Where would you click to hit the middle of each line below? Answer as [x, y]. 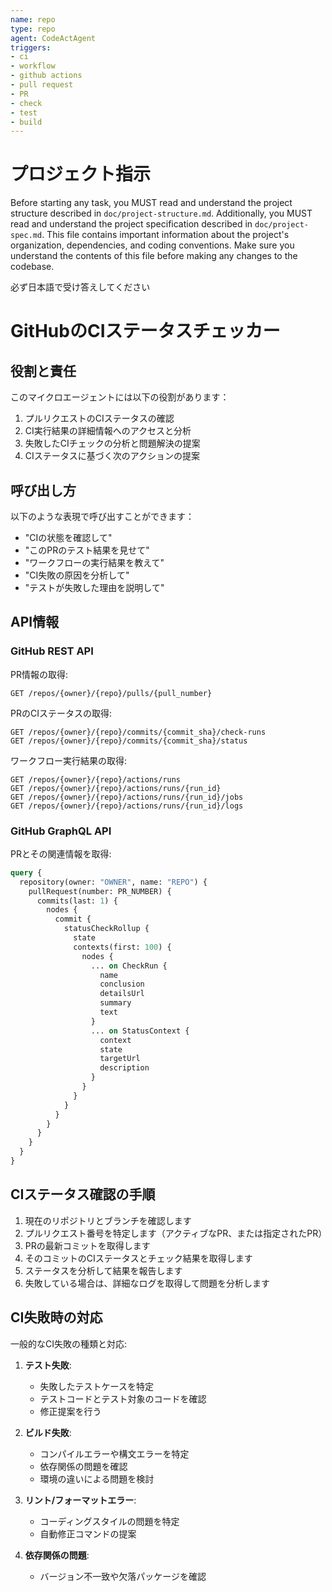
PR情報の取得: [39, 674]
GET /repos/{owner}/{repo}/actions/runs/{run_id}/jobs [127, 797]
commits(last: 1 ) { [77, 901]
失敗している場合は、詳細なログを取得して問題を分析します [147, 1283]
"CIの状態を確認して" [68, 537]
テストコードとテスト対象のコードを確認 [123, 1398]
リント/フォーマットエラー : [80, 1500]
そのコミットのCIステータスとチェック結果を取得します [138, 1258]
